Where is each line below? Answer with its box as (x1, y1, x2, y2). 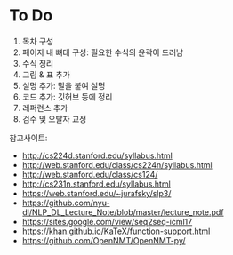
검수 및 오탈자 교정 (21, 113, 87, 124)
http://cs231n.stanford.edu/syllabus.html (21, 179, 171, 189)
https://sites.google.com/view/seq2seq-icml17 (21, 216, 193, 227)
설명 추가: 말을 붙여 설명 (21, 80, 106, 91)
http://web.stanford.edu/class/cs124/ (21, 169, 158, 179)
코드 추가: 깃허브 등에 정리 (21, 91, 113, 102)
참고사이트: (9, 132, 48, 143)
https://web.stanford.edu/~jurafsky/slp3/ (21, 187, 172, 198)
